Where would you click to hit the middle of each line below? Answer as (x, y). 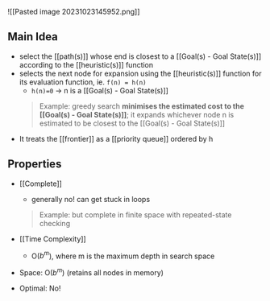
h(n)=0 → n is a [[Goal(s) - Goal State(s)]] (100, 90)
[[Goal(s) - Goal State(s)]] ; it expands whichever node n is (137, 114)
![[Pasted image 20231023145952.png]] (74, 12)
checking (54, 223)
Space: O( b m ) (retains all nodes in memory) (91, 272)
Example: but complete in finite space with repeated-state (135, 214)
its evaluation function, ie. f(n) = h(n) (83, 82)
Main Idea (33, 37)
